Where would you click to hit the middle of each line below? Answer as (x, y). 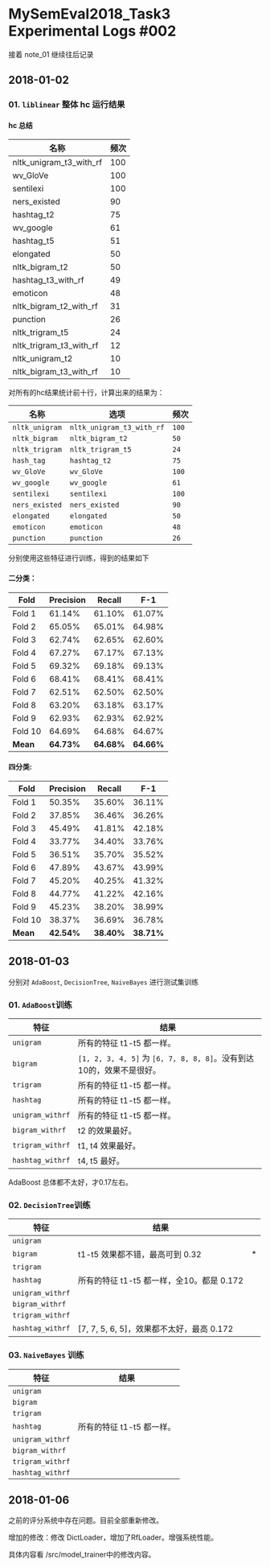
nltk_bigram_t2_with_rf (55, 307)
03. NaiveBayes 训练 (46, 1355)
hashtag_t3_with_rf (48, 280)
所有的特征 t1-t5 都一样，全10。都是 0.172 (160, 1280)
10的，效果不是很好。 (119, 1070)
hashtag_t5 (33, 241)
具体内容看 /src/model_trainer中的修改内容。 (82, 1555)
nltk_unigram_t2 (43, 359)
